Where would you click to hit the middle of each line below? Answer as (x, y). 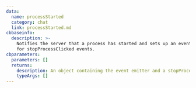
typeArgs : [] (32, 76)
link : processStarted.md (41, 27)
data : (13, 11)
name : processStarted (38, 17)
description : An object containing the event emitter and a (91, 71)
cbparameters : (23, 54)
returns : (22, 65)
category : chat (30, 22)
